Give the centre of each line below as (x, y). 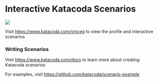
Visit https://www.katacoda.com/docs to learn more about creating (72, 60)
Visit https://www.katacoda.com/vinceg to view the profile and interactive (79, 31)
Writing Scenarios (27, 49)
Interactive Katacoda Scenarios (70, 9)
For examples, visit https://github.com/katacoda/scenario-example (72, 74)
